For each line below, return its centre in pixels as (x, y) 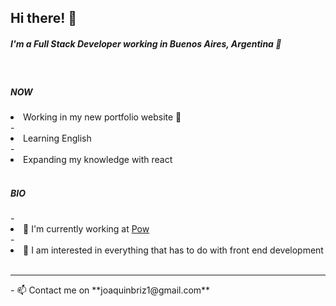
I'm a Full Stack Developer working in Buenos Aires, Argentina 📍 (146, 43)
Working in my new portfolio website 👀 (102, 117)
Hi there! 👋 (44, 18)
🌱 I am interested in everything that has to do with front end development (173, 250)
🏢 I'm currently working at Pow (86, 229)
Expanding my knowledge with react (98, 160)
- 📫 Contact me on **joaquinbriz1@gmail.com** (110, 290)
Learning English (57, 138)
